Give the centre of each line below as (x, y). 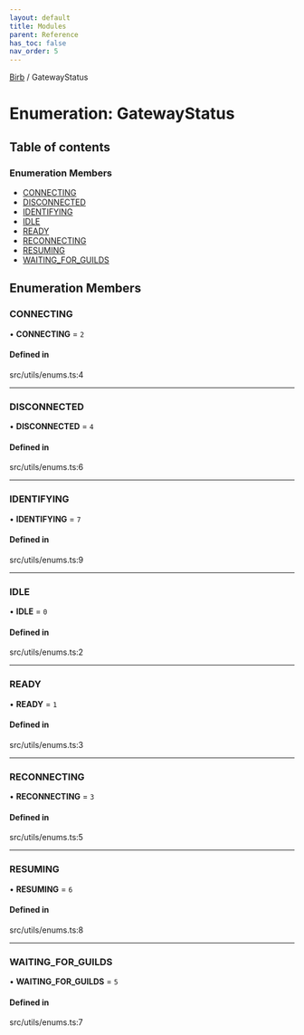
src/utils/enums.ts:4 (47, 374)
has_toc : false (38, 43)
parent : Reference (44, 34)
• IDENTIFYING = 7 (45, 519)
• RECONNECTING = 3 (52, 797)
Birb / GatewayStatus (49, 77)
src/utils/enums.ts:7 (46, 1022)
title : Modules (38, 26)
